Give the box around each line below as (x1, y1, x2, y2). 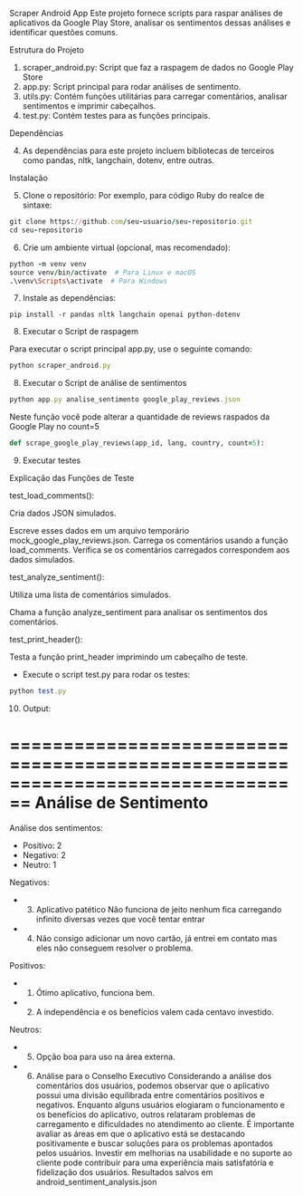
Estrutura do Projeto (9, 44, 84, 55)
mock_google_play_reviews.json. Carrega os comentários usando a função (9, 535, 289, 545)
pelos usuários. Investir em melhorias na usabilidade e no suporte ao (35, 1147, 292, 1158)
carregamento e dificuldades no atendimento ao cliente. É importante (35, 1118, 295, 1129)
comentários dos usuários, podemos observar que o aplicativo (35, 1080, 270, 1091)
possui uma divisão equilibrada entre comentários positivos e (35, 1089, 265, 1100)
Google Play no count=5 (9, 421, 99, 432)
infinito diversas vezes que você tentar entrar (35, 913, 205, 924)
